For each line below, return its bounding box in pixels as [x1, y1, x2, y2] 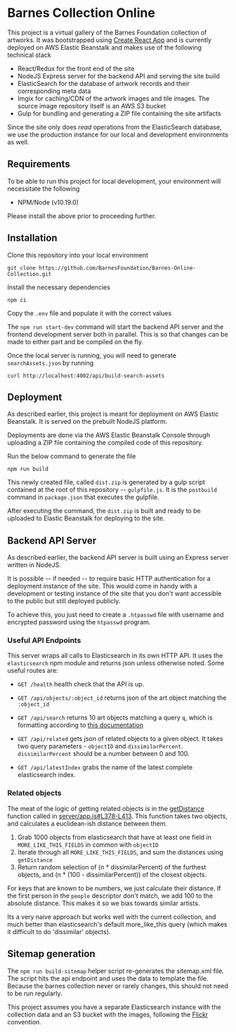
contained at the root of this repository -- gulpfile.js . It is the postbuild [7, 486, 218, 494]
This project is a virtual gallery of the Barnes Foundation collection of [7, 28, 207, 37]
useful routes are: [7, 667, 58, 675]
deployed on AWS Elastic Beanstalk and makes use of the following [7, 43, 202, 51]
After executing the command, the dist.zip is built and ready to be [7, 507, 202, 515]
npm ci [7, 296, 27, 303]
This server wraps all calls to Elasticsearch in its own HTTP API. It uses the [7, 651, 223, 660]
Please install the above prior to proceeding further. [7, 211, 157, 220]
